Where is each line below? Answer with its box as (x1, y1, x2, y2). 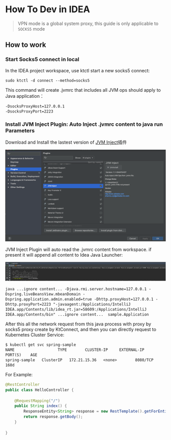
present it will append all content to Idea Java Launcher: (5, 252, 123, 258)
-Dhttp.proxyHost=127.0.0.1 (94, 296, 154, 301)
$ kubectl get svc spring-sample (5, 342, 76, 347)
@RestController (5, 382, 40, 387)
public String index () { (14, 403, 67, 408)
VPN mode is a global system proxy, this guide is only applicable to (17, 20, 159, 26)
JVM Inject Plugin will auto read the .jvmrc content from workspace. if (5, 246, 152, 253)
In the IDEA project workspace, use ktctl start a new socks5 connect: (5, 67, 150, 73)
